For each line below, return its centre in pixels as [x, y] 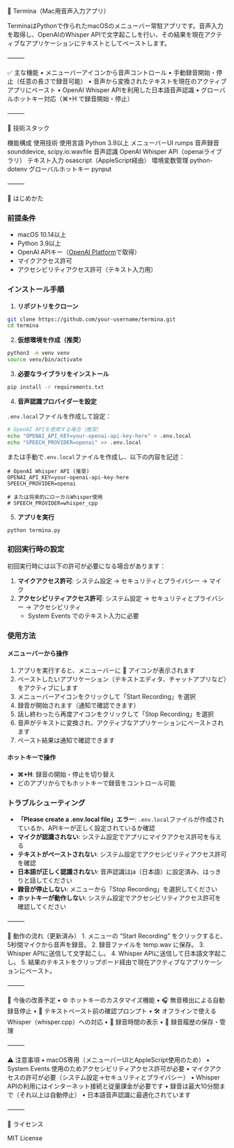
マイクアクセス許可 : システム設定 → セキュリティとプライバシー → [112, 581]
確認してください [41, 907]
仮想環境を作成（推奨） [51, 340]
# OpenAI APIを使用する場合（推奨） [55, 429]
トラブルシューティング [46, 803]
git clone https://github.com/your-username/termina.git [92, 319]
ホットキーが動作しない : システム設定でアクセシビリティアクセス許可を [119, 898]
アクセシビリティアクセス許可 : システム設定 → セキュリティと [105, 598]
